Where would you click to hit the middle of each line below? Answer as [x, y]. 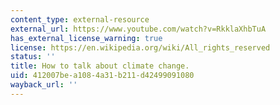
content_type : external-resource [80, 19]
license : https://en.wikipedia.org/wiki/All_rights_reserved [140, 47]
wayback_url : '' [44, 85]
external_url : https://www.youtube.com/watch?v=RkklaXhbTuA [138, 29]
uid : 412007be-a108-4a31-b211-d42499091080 [102, 76]
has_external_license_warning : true [86, 38]
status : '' [33, 57]
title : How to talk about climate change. [100, 66]
